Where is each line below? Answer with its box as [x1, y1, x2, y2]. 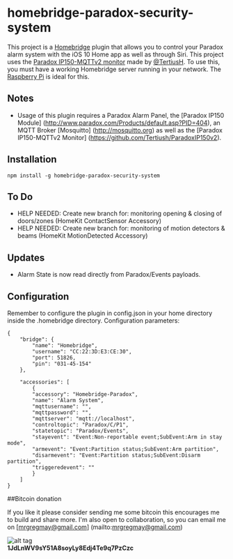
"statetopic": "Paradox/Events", [32, 427, 129, 434]
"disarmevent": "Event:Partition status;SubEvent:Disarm [32, 452, 200, 459]
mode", [7, 440, 26, 447]
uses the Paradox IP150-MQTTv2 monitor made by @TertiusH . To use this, [7, 57, 220, 66]
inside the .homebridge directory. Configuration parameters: [7, 316, 180, 325]
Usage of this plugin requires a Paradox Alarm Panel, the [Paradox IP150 [17, 111, 225, 119]
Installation [7, 153, 57, 165]
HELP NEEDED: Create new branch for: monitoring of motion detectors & [17, 224, 225, 233]
